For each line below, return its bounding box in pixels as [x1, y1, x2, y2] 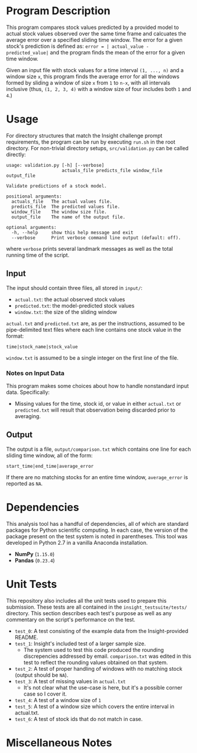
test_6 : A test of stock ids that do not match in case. [14, 715, 143, 722]
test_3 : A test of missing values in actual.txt [14, 677, 126, 684]
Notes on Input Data [6, 369, 65, 377]
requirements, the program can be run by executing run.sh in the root [6, 138, 176, 146]
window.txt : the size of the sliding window [14, 308, 117, 315]
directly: [6, 151, 27, 158]
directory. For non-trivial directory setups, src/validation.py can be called [6, 144, 189, 151]
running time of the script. [6, 251, 70, 258]
